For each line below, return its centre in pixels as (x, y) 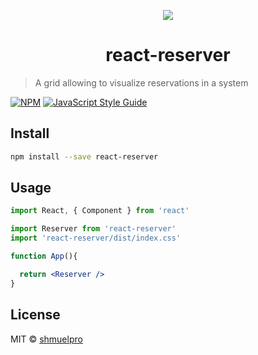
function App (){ (44, 256)
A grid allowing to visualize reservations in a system (141, 82)
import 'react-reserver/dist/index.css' (96, 238)
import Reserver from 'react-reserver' (93, 229)
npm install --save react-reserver (84, 156)
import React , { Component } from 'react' (100, 211)
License (35, 315)
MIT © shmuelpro (46, 339)
